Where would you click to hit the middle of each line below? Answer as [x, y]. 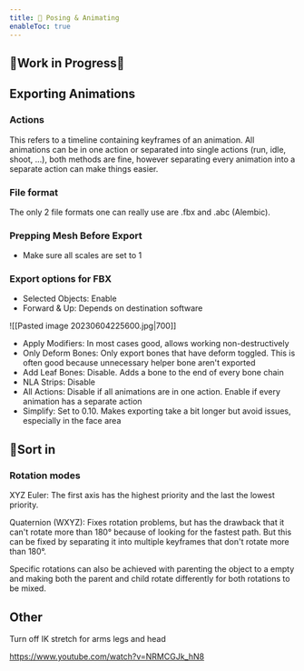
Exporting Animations [73, 94]
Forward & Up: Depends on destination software [113, 308]
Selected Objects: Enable [69, 299]
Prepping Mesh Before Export [76, 235]
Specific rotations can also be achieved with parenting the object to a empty [152, 569]
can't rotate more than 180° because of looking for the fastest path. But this [151, 532]
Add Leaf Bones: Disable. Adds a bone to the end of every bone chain [153, 373]
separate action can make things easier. [84, 168]
